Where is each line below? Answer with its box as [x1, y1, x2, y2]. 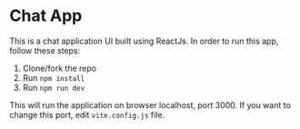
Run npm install [22, 72, 85, 83]
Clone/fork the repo [22, 63, 97, 74]
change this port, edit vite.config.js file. [9, 109, 165, 120]
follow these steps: [9, 45, 80, 55]
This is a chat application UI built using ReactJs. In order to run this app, [9, 35, 279, 46]
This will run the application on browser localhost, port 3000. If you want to [9, 99, 291, 110]
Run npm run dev [22, 82, 85, 93]
